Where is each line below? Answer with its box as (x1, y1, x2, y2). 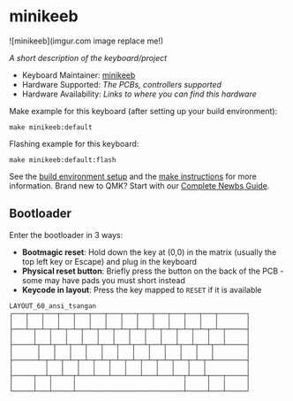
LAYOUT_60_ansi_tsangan (9, 301, 97, 311)
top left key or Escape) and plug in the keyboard (21, 256, 197, 266)
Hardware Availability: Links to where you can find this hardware (21, 89, 258, 99)
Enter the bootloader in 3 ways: (9, 229, 124, 240)
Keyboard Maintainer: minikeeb (21, 69, 136, 81)
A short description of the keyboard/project (9, 52, 168, 63)
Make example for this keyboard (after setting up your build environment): (9, 105, 278, 116)
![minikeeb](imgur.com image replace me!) (9, 35, 164, 46)
